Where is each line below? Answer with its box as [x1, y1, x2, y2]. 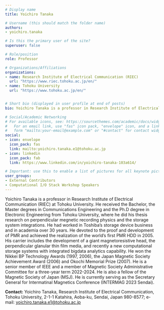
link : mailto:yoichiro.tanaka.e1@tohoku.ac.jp [9, 146, 106, 151]
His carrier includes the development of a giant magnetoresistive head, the [5, 238, 155, 243]
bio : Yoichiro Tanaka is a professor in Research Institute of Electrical [5, 106, 161, 111]
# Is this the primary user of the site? [5, 39, 91, 44]
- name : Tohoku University [5, 84, 60, 89]
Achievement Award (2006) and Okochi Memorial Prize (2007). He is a [5, 258, 147, 264]
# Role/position [5, 52, 38, 57]
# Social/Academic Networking [5, 115, 67, 119]
